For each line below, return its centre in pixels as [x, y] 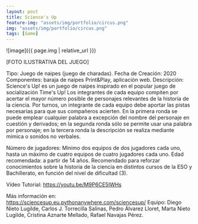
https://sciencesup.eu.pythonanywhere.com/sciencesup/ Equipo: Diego [94, 203]
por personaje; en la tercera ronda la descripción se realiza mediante [90, 130]
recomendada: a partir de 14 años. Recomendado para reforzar [83, 161]
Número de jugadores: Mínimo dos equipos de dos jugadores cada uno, [94, 148]
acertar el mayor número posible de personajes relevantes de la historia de [98, 99]
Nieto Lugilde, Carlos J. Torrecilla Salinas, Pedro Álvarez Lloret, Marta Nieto [98, 209]
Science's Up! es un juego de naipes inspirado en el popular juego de [91, 86]
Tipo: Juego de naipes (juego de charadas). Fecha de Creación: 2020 [91, 73]
